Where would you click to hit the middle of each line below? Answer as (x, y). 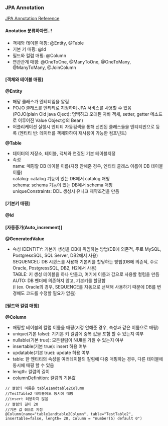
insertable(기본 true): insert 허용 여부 (49, 346)
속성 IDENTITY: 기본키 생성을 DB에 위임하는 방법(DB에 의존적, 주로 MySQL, (87, 249)
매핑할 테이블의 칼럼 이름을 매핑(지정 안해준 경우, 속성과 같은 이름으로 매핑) (86, 328)
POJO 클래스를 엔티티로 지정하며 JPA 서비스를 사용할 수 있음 (72, 108)
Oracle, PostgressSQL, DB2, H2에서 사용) (54, 268)
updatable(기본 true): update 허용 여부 (51, 353)
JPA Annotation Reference (32, 19)
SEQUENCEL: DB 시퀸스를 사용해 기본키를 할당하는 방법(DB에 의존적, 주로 (85, 262)
